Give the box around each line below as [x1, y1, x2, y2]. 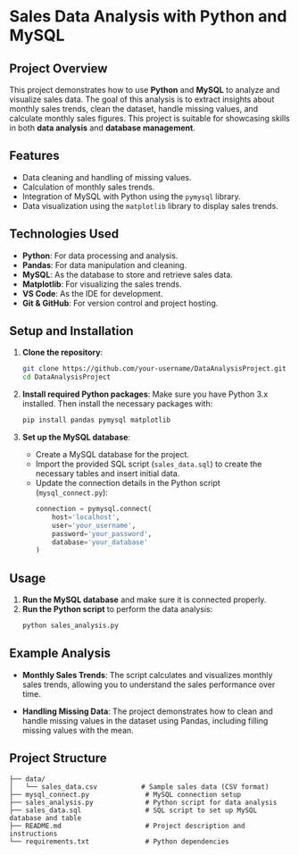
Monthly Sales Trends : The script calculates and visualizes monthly [21, 669, 273, 680]
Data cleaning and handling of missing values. [21, 172, 192, 182]
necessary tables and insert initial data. [35, 468, 180, 479]
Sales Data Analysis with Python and [9, 6, 287, 27]
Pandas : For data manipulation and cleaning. [21, 259, 187, 270]
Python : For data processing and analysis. [21, 250, 179, 261]
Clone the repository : [21, 347, 104, 358]
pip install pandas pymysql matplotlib [21, 415, 171, 425]
